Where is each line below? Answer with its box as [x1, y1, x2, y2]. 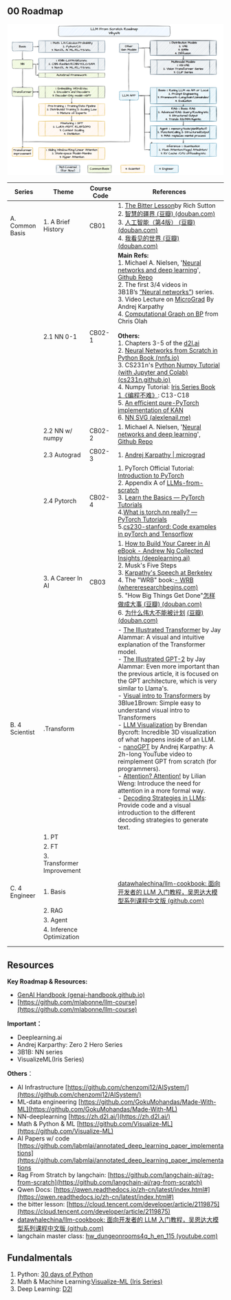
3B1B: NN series [16, 1048, 63, 1057]
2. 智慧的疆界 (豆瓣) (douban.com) [118, 209, 215, 217]
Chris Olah [118, 317, 148, 325]
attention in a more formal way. [118, 787, 206, 795]
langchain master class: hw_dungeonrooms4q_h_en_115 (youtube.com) [16, 1232, 218, 1240]
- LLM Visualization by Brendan [118, 721, 208, 729]
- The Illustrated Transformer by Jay [118, 626, 221, 634]
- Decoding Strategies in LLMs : [118, 794, 207, 802]
